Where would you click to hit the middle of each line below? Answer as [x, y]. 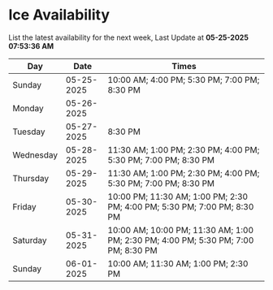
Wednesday [35, 154]
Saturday [30, 240]
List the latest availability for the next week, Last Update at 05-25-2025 [129, 37]
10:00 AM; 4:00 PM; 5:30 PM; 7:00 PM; [184, 80]
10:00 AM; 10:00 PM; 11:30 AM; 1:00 [181, 230]
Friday [24, 206]
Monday [28, 108]
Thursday [31, 178]
